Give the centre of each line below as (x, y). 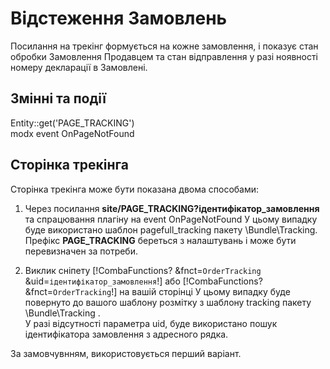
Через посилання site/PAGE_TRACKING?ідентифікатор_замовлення (172, 208)
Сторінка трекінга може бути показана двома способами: (135, 189)
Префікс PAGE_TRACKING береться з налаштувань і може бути (160, 240)
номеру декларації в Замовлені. (79, 67)
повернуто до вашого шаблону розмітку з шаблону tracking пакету (168, 302)
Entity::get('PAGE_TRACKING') (72, 123)
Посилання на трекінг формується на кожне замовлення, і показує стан (164, 46)
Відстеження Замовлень (119, 18)
